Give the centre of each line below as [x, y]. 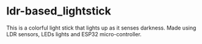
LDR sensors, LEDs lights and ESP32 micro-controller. [74, 34]
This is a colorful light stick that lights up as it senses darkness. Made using [101, 28]
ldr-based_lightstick [59, 11]
